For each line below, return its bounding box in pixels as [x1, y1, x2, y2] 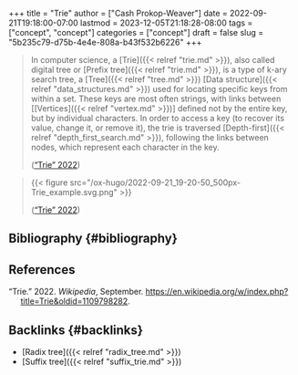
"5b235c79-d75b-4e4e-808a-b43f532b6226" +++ [8, 36, 202, 47]
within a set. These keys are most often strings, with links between [30, 93, 282, 104]
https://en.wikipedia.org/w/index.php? [145, 286, 289, 297]
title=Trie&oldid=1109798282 [20, 296, 128, 307]
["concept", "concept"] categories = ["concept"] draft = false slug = [8, 27, 264, 37]
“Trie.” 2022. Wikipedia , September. [8, 286, 144, 297]
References [8, 262, 76, 277]
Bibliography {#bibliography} [8, 231, 179, 246]
